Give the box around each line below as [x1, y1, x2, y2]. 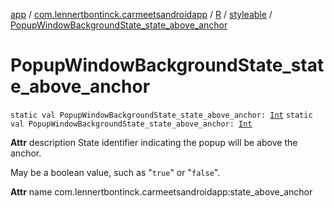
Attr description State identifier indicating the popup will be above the [10, 136, 298, 148]
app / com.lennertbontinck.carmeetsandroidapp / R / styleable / [10, 9, 273, 20]
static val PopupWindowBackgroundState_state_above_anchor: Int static [10, 110, 313, 120]
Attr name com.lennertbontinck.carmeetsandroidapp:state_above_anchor [10, 185, 313, 198]
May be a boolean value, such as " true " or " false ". [10, 166, 221, 178]
